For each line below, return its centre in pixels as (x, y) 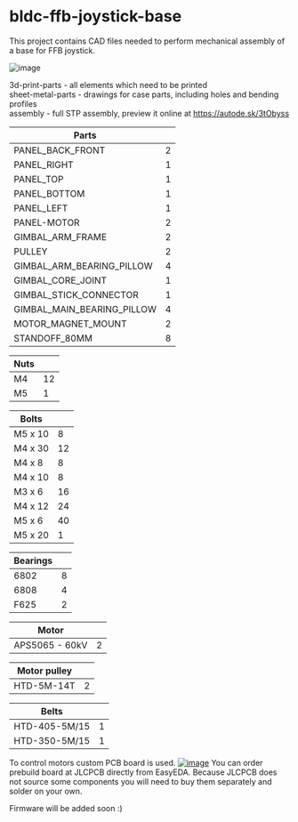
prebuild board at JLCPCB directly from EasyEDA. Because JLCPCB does (143, 772)
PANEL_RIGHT (44, 165)
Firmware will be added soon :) (66, 808)
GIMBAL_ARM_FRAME (60, 237)
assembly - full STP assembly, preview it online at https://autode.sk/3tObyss (149, 113)
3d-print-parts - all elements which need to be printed (108, 85)
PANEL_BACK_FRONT (60, 150)
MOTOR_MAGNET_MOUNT (70, 324)
